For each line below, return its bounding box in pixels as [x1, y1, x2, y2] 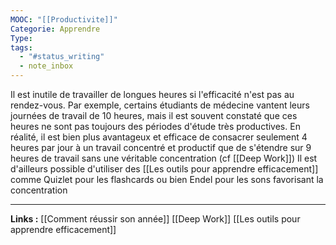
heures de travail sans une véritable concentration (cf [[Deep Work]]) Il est [10, 152, 318, 164]
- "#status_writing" [19, 52, 105, 62]
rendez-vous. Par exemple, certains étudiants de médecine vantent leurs [10, 99, 310, 111]
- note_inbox [19, 61, 74, 71]
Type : [10, 33, 33, 43]
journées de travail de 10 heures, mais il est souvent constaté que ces [10, 110, 298, 121]
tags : [10, 42, 33, 53]
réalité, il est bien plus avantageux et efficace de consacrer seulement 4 [10, 131, 308, 143]
